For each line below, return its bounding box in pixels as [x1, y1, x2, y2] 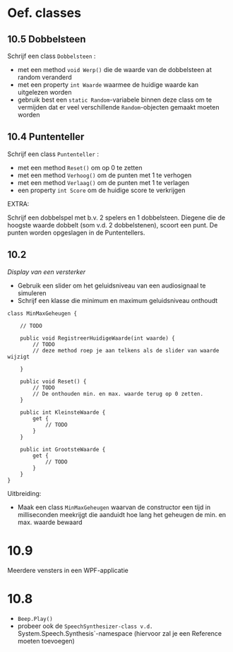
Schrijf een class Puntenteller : [7, 150, 99, 158]
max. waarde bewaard [17, 518, 83, 526]
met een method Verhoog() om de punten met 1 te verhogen [17, 171, 192, 179]
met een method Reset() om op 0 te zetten [17, 163, 143, 172]
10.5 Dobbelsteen [7, 33, 86, 45]
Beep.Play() [17, 615, 53, 622]
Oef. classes [7, 5, 81, 21]
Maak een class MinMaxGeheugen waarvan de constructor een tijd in [17, 503, 210, 511]
